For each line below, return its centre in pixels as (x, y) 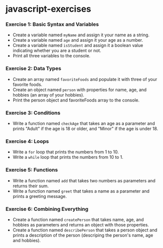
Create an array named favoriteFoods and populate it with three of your (85, 79)
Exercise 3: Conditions (33, 113)
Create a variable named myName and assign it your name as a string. (81, 35)
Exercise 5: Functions (32, 170)
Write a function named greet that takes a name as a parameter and (81, 191)
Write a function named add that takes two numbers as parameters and (84, 180)
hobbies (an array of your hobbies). (48, 95)
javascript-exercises (48, 9)
